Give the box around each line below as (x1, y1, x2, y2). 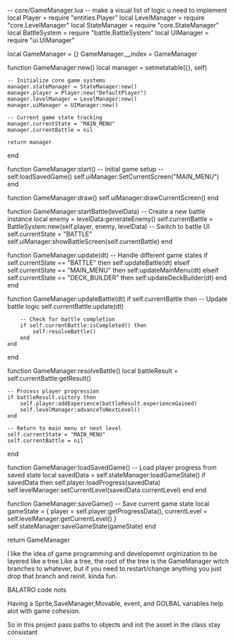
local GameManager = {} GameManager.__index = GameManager (7, 49, 198, 58)
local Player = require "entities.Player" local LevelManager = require (7, 13, 205, 22)
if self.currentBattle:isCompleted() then (20, 322, 147, 329)
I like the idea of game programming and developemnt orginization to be (7, 549, 218, 557)
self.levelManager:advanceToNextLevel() (20, 406, 141, 413)
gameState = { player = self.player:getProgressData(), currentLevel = (7, 507, 208, 515)
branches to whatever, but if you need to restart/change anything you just (7, 564, 222, 573)
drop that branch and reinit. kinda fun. (7, 572, 118, 580)
